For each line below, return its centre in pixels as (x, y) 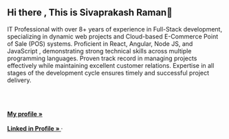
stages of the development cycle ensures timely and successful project (108, 73)
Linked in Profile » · (35, 128)
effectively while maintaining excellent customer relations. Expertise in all (111, 65)
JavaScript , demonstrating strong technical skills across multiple (99, 51)
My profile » (25, 114)
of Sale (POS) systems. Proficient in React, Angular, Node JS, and (100, 43)
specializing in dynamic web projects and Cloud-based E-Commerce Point (113, 36)
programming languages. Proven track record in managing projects (102, 58)
